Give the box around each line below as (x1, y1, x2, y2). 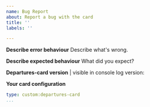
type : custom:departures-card (6, 92, 81, 98)
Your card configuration (6, 81, 66, 88)
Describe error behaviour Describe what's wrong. (6, 46, 128, 53)
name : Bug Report (6, 8, 49, 15)
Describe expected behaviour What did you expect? (6, 58, 134, 65)
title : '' (6, 19, 31, 25)
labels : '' (6, 25, 33, 31)
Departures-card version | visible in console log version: (6, 69, 145, 76)
